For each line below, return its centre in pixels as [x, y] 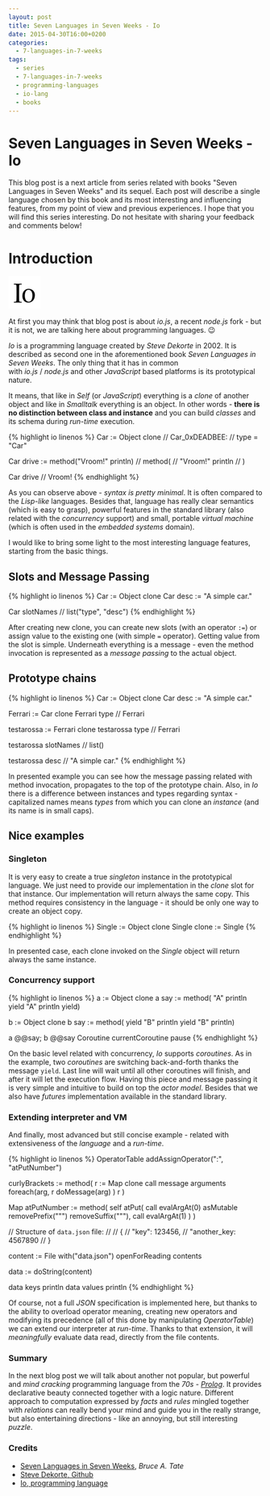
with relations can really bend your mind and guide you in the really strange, [135, 1410]
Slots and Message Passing [79, 576]
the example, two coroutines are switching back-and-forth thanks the [124, 1061]
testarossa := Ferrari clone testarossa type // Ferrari [94, 729]
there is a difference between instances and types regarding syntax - [123, 793]
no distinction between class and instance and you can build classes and [132, 413]
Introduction [51, 258]
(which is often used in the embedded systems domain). [102, 527]
